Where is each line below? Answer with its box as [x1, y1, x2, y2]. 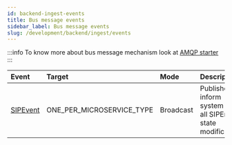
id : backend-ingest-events [7, 10, 85, 17]
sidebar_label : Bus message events [7, 23, 110, 30]
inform [200, 93, 222, 102]
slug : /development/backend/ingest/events [7, 29, 131, 37]
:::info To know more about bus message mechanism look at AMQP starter [7, 48, 219, 57]
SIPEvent [10, 105, 40, 115]
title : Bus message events [7, 17, 85, 23]
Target [46, 72, 69, 81]
